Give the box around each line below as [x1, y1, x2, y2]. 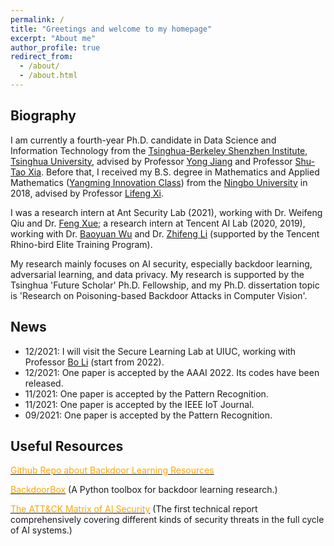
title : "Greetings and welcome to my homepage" [10, 24, 213, 34]
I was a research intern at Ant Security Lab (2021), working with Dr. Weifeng [10, 206, 323, 218]
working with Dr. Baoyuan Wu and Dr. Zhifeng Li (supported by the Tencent [10, 227, 320, 240]
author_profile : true [10, 42, 101, 53]
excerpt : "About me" [10, 33, 97, 43]
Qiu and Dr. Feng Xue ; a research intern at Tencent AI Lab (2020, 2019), [10, 217, 306, 229]
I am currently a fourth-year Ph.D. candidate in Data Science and [10, 134, 277, 146]
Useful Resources [10, 437, 124, 455]
